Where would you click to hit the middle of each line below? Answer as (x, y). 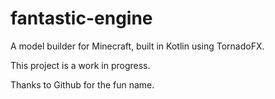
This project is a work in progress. (80, 65)
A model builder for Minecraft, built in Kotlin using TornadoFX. (137, 46)
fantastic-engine (81, 18)
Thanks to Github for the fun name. (82, 84)
